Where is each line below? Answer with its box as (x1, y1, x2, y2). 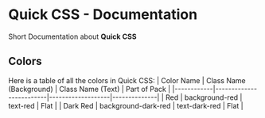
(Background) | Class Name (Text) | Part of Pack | (8, 84, 171, 93)
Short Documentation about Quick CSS (8, 32, 137, 41)
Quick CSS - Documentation (8, 6, 197, 24)
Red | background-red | (166, 93, 243, 102)
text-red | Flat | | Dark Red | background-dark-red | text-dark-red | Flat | (8, 101, 244, 110)
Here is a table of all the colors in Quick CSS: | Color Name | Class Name (8, 75, 246, 85)
